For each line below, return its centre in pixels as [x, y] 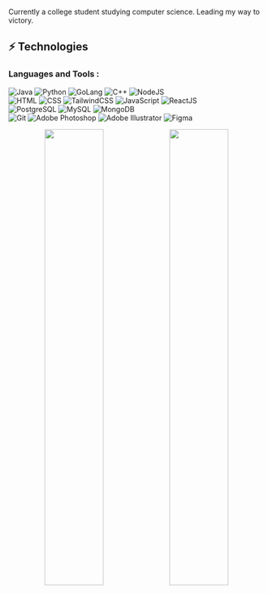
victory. [21, 20]
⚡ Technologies [48, 47]
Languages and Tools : [54, 74]
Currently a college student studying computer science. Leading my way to [134, 12]
